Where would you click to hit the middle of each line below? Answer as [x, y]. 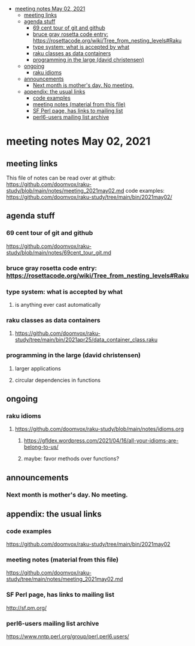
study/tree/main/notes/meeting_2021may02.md [65, 579]
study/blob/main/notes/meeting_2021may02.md [65, 191]
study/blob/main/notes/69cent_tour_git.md [59, 252]
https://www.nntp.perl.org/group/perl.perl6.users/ [68, 636]
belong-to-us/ [41, 447]
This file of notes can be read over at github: [61, 178]
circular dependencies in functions [57, 380]
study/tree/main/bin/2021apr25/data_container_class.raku [86, 340]
